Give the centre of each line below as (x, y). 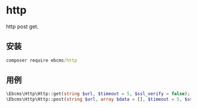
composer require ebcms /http (42, 60)
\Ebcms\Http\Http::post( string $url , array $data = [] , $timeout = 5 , (94, 99)
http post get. (23, 26)
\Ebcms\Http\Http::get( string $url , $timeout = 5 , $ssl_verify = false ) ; (98, 94)
